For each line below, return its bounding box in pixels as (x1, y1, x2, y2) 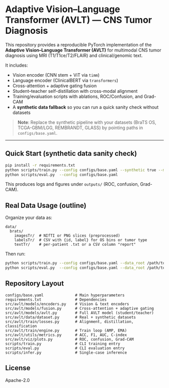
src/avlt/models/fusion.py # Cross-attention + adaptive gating (5, 306, 154, 311)
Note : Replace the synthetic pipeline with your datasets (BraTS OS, (17, 119, 157, 125)
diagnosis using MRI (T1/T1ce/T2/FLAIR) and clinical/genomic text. (5, 52, 143, 59)
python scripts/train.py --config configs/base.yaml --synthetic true (5, 168, 156, 173)
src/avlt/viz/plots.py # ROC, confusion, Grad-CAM (5, 337, 134, 342)
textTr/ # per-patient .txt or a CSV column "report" (14, 242, 136, 247)
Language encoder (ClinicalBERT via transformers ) (12, 77, 118, 83)
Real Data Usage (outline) (5, 201, 87, 210)
